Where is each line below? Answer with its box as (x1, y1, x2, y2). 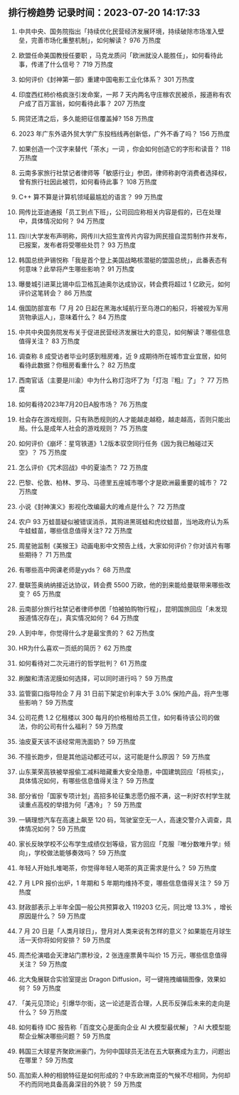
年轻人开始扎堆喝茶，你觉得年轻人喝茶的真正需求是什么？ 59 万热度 (18, 864, 217, 872)
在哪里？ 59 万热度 (18, 1056, 74, 1064)
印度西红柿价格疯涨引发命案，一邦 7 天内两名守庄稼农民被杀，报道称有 (18, 90, 225, 98)
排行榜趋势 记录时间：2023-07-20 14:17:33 (8, 6, 201, 19)
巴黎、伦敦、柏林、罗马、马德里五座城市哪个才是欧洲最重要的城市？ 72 (18, 478, 228, 486)
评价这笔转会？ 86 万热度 (18, 288, 93, 297)
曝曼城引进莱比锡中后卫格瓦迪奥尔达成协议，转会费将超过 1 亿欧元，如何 (18, 280, 230, 288)
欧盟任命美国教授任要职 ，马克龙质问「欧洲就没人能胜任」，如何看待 (18, 51, 217, 59)
